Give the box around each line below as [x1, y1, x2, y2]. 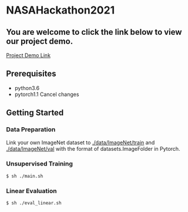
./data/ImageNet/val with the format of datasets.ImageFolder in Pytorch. [6, 145, 180, 152]
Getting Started [6, 108, 64, 118]
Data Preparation [6, 125, 56, 134]
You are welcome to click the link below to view [6, 27, 182, 37]
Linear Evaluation [6, 187, 57, 195]
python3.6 [14, 84, 40, 91]
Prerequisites [6, 69, 56, 79]
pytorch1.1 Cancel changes [14, 91, 79, 98]
